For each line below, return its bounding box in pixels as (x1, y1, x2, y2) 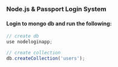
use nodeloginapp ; (6, 39, 53, 45)
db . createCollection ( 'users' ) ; (6, 55, 85, 62)
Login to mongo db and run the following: (6, 20, 112, 27)
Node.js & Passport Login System (6, 5, 107, 13)
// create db (6, 33, 39, 39)
